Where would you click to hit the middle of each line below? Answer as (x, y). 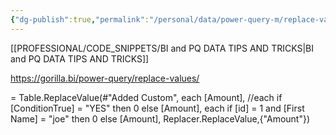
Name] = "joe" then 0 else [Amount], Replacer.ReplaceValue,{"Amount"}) (160, 118)
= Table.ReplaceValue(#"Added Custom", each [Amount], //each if (146, 97)
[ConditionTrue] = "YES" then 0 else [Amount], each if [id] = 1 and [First (157, 108)
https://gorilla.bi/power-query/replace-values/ (105, 78)
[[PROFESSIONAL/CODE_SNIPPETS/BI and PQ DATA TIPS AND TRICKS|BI (162, 48)
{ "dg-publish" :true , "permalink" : (80, 19)
